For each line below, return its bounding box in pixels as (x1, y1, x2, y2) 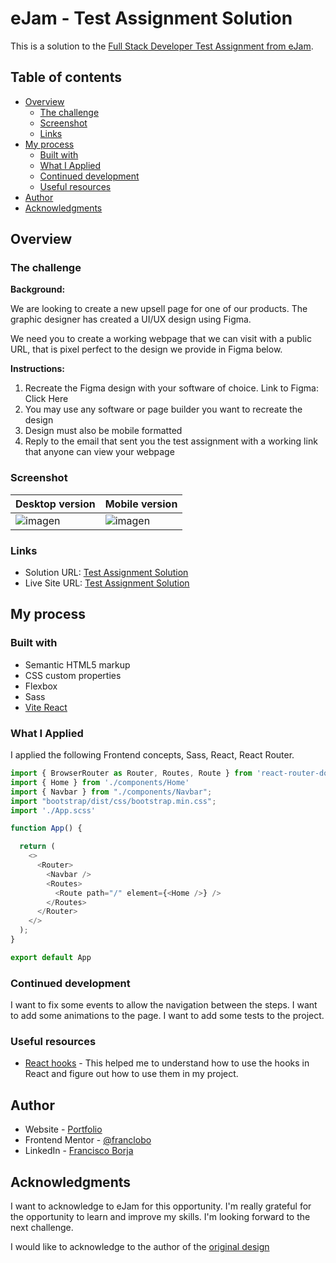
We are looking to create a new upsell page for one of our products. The (10, 303, 308, 315)
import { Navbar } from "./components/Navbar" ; (10, 787, 213, 797)
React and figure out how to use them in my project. (24, 1068, 239, 1080)
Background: (10, 283, 66, 296)
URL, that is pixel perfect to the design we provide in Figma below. (10, 343, 283, 356)
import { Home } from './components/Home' (10, 777, 190, 787)
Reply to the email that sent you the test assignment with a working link (24, 435, 318, 447)
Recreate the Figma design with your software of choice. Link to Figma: (24, 382, 320, 394)
